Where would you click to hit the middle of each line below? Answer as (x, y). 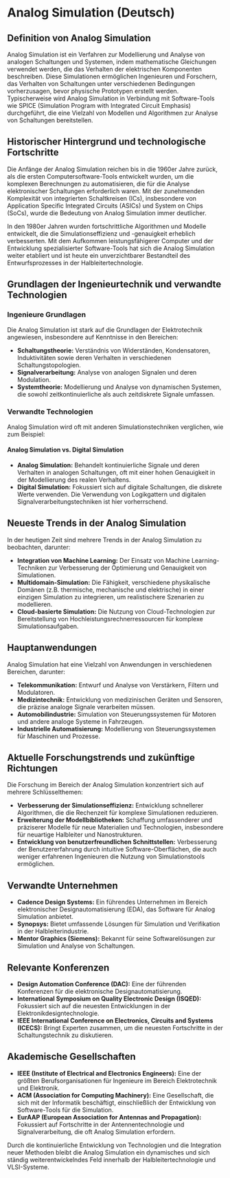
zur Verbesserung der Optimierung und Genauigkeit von (127, 568)
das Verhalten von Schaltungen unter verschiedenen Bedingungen (101, 84)
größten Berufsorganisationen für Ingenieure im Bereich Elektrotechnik (117, 1080)
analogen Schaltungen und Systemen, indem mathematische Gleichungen (112, 62)
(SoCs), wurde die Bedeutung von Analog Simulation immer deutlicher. (107, 213)
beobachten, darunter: (39, 547)
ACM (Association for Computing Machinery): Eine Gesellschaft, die (115, 1095)
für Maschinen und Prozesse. (59, 736)
